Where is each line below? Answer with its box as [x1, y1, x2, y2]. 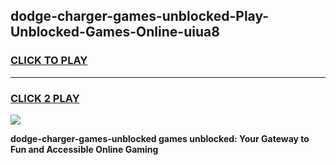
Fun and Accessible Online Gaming [10, 143, 159, 155]
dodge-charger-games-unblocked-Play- [10, 8, 270, 25]
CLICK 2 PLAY [10, 91, 80, 105]
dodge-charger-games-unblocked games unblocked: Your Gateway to [10, 132, 310, 144]
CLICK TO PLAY [10, 54, 88, 68]
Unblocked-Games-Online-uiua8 [10, 24, 220, 41]
